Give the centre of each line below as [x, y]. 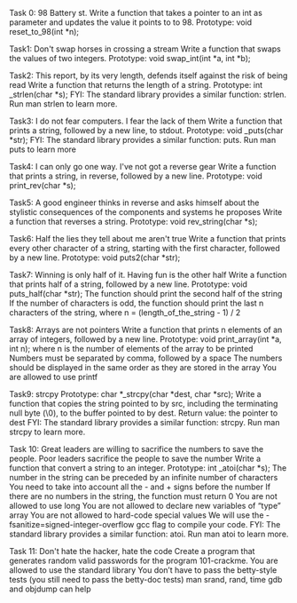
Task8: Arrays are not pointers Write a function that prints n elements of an [146, 329]
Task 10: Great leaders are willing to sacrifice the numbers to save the [137, 449]
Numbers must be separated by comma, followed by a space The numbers [146, 358]
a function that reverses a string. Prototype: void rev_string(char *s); [133, 222]
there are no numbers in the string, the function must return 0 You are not [143, 496]
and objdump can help [50, 589]
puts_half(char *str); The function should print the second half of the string [146, 294]
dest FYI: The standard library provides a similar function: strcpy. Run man [145, 422]
